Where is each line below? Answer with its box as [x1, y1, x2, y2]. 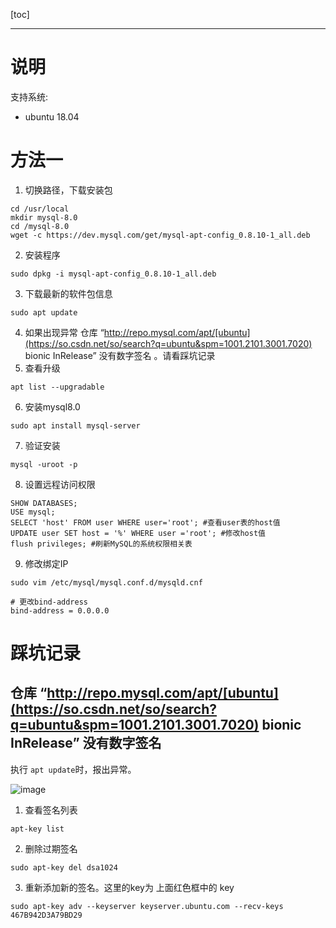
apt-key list [10, 824, 65, 834]
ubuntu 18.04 [24, 110, 80, 123]
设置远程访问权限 [24, 478, 96, 490]
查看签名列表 [24, 804, 78, 816]
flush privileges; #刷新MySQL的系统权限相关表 [10, 539, 193, 549]
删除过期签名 [24, 842, 78, 854]
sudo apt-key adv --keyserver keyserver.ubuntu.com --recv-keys [10, 901, 284, 911]
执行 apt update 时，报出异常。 [10, 763, 137, 775]
